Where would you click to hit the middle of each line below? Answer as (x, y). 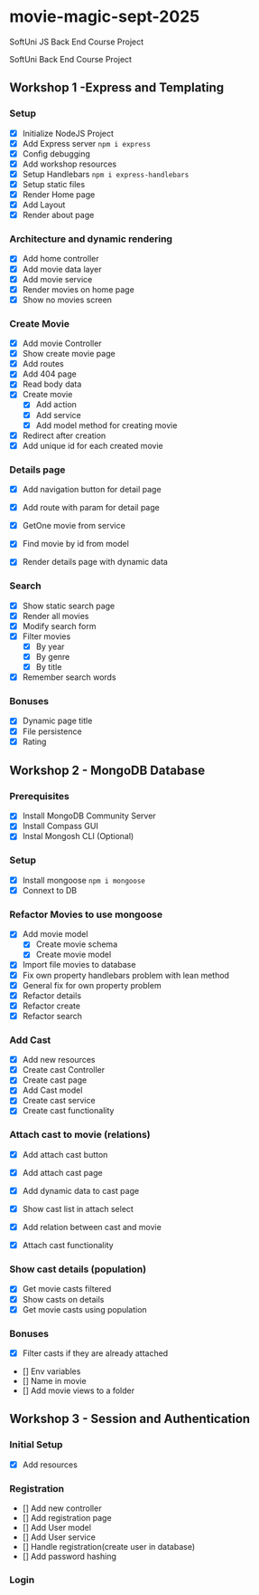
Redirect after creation (64, 435)
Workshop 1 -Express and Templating (117, 88)
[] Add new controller (62, 1508)
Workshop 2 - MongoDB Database (107, 771)
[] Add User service (59, 1537)
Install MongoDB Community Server (89, 816)
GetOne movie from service (74, 526)
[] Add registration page (67, 1518)
